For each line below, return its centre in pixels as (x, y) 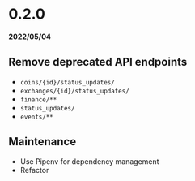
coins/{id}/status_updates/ (67, 82)
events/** (37, 117)
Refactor (34, 170)
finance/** (38, 99)
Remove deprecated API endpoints (98, 62)
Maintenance (42, 142)
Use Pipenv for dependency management (89, 161)
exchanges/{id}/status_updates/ (74, 91)
